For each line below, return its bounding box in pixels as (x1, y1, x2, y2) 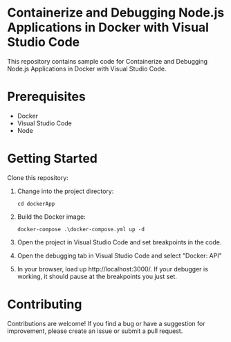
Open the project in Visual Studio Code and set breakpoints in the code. (17, 237, 222, 246)
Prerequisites (7, 89, 86, 105)
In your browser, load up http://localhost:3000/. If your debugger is (17, 264, 209, 273)
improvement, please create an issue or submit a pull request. (7, 327, 183, 335)
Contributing (7, 296, 82, 312)
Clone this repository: (7, 173, 69, 181)
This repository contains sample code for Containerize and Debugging (7, 57, 208, 65)
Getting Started (7, 151, 98, 167)
